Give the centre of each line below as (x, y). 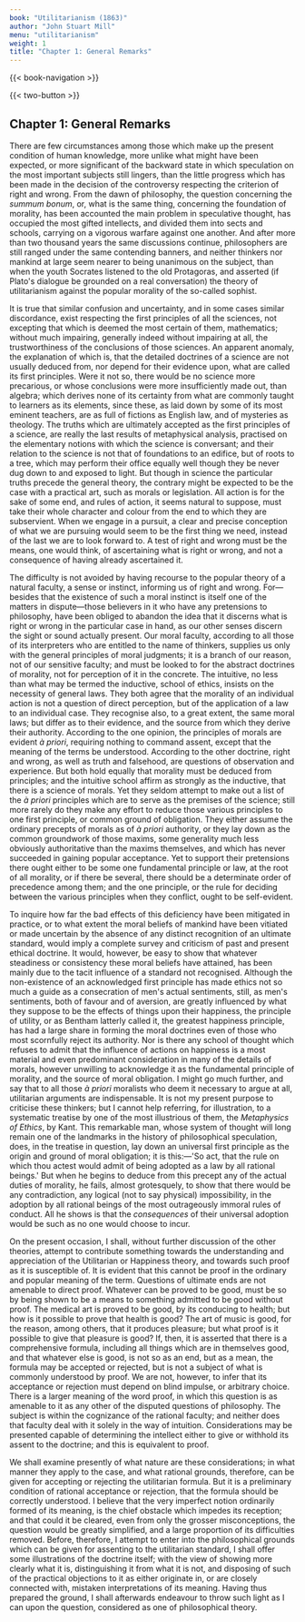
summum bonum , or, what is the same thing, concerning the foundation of (148, 203)
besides (24, 596)
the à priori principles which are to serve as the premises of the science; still (152, 800)
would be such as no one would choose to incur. (100, 1223)
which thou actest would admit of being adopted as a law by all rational (142, 1165)
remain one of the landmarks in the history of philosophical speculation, (143, 1136)
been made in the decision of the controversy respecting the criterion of (144, 184)
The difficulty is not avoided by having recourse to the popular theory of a (148, 577)
